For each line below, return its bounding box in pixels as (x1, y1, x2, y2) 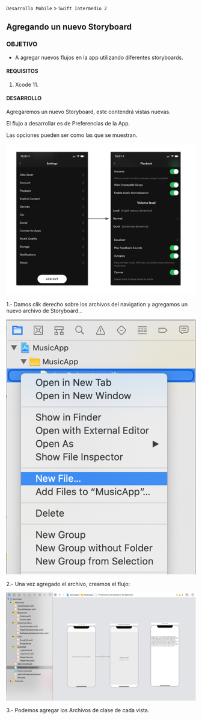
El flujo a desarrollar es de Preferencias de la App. (6, 120, 130, 127)
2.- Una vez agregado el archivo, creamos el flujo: (6, 581, 130, 588)
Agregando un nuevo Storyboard (6, 22, 132, 32)
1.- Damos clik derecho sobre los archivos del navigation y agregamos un (6, 300, 188, 308)
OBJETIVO (6, 40, 38, 48)
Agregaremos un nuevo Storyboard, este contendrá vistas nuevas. (6, 108, 171, 116)
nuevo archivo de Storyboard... (6, 307, 83, 314)
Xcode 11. (14, 81, 39, 88)
